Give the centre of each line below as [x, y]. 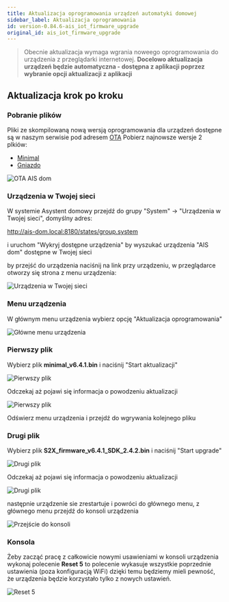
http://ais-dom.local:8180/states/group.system [72, 232]
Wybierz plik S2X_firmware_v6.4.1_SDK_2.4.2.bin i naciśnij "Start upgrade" [114, 450]
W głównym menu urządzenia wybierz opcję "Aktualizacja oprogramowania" [115, 319]
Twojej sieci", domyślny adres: [50, 218]
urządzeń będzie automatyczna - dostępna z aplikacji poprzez [114, 67]
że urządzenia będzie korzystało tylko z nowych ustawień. [89, 579]
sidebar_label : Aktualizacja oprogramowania [71, 20]
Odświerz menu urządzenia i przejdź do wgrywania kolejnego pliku [102, 418]
